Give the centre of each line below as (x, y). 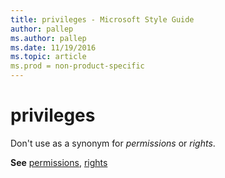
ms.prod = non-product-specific (77, 66)
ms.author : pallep (48, 38)
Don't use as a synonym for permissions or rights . (113, 143)
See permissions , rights (59, 162)
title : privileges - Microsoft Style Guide (102, 19)
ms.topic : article (48, 57)
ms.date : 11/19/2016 (53, 47)
